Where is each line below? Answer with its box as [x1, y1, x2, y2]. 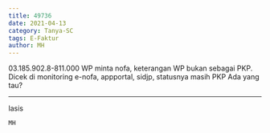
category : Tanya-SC [8, 26, 74, 34]
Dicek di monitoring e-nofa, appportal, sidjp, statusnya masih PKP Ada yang [8, 72, 260, 82]
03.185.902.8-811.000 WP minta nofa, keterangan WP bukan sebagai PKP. [8, 63, 253, 73]
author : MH [8, 42, 45, 50]
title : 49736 [8, 11, 52, 20]
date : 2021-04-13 [8, 19, 67, 27]
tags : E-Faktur [8, 34, 59, 42]
